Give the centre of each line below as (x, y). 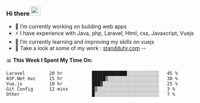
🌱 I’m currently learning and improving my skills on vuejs (84, 42)
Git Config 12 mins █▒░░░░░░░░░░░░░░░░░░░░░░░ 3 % (91, 89)
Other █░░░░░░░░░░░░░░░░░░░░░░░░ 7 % (91, 95)
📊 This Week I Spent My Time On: (49, 60)
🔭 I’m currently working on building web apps (71, 26)
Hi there (18, 13)
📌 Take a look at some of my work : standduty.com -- (81, 49)
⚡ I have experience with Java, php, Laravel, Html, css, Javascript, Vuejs (104, 34)
